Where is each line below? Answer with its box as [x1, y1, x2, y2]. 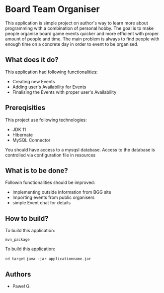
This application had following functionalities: [5, 69, 98, 75]
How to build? [5, 214, 49, 223]
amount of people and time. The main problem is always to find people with [5, 36, 160, 42]
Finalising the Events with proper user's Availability [12, 89, 117, 95]
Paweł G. [12, 283, 31, 289]
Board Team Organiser [5, 3, 100, 15]
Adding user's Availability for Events [12, 84, 86, 90]
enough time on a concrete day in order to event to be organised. [5, 41, 139, 47]
